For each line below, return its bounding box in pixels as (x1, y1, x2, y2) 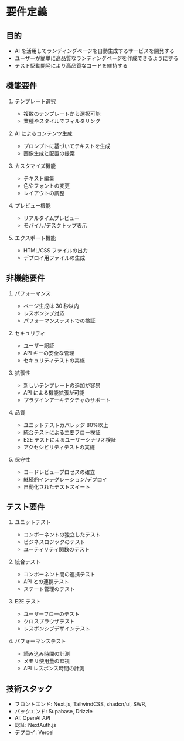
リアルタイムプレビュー (23, 214, 80, 221)
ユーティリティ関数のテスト (23, 546, 90, 553)
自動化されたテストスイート (23, 483, 91, 490)
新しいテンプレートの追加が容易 (23, 382, 101, 389)
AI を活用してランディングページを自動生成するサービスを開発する (14, 48, 175, 54)
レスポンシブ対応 (23, 309, 65, 316)
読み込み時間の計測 (23, 650, 70, 657)
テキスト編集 (23, 175, 54, 182)
